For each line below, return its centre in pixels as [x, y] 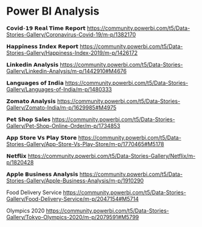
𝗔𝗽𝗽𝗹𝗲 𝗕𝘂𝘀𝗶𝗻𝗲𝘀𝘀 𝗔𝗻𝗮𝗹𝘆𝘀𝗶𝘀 [42, 174]
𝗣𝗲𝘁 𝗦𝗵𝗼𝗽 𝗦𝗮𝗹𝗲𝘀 [29, 119]
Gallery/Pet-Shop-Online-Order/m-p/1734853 [63, 125]
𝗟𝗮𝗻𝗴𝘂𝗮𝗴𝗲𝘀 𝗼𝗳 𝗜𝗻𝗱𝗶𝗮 [35, 83]
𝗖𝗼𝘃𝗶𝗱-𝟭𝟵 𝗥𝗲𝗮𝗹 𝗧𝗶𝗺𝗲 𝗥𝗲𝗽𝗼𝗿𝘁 [46, 28]
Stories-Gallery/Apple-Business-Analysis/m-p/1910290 [75, 180]
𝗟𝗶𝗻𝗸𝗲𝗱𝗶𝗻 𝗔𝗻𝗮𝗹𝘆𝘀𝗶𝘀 [33, 65]
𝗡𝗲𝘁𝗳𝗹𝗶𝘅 [16, 156]
